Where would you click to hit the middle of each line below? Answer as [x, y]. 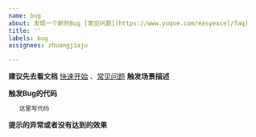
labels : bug [28, 38]
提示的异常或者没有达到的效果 [58, 125]
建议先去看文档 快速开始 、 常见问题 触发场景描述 [89, 76]
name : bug [25, 16]
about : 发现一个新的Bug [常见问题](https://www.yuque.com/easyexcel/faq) [128, 23]
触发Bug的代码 [33, 94]
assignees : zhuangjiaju [48, 46]
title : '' [25, 30]
